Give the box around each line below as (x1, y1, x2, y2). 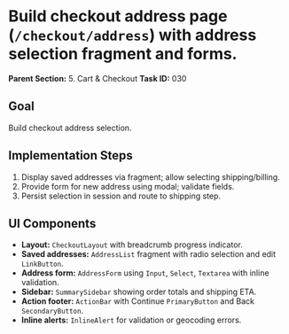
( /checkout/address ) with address (8, 25, 257, 45)
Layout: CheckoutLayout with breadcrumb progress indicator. (20, 239, 243, 250)
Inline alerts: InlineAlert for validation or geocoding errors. (20, 315, 242, 325)
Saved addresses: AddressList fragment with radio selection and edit (20, 249, 277, 260)
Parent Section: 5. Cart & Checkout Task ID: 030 (8, 73, 187, 83)
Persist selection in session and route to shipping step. (20, 190, 222, 201)
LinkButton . (20, 259, 64, 269)
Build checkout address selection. (8, 122, 132, 133)
